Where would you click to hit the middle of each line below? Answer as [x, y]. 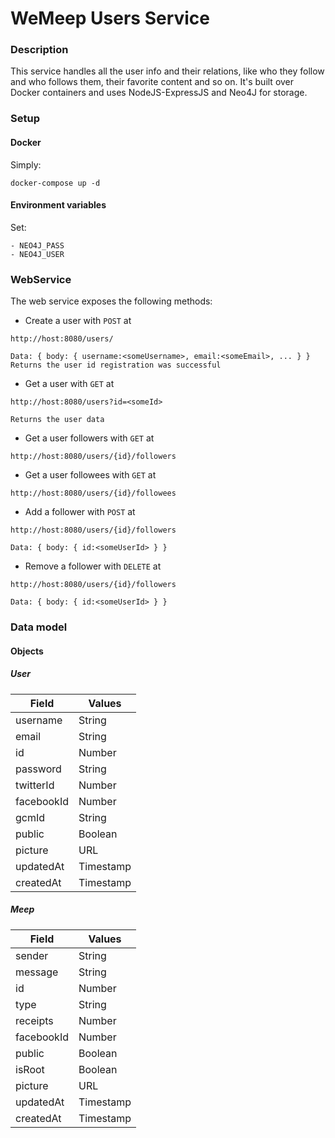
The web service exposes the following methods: [111, 301]
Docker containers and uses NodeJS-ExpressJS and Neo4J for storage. [159, 93]
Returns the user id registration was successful [116, 365]
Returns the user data [57, 420]
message [37, 972]
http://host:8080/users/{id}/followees [93, 493]
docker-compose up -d [55, 183]
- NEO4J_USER [37, 254]
